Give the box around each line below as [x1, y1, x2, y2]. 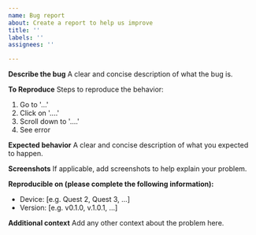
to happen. [8, 149, 43, 159]
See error [19, 125, 51, 135]
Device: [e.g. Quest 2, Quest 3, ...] [19, 195, 131, 204]
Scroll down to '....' [19, 117, 80, 126]
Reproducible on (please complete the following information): [8, 179, 214, 189]
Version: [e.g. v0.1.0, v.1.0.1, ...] [19, 203, 118, 213]
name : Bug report [8, 11, 65, 20]
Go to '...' [19, 100, 49, 110]
